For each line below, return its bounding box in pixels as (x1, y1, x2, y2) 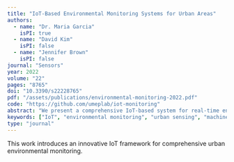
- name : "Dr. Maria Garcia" (13, 23, 95, 30)
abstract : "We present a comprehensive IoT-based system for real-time (7, 107, 219, 114)
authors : (7, 17, 33, 24)
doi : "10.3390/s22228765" (7, 88, 82, 95)
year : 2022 (7, 68, 39, 75)
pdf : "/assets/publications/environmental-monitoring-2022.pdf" (7, 95, 198, 102)
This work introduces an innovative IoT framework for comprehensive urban (7, 139, 226, 147)
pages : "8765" (7, 81, 49, 88)
